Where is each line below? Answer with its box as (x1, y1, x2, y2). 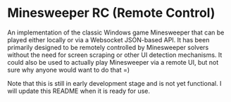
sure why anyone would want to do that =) (7, 65, 130, 74)
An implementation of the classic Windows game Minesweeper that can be (7, 28, 225, 37)
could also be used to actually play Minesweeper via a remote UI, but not (7, 58, 219, 66)
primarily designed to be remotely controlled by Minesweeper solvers (7, 43, 209, 51)
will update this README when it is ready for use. (7, 87, 150, 95)
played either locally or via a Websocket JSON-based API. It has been (7, 35, 210, 44)
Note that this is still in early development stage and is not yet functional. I (7, 79, 222, 87)
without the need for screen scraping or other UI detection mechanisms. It (7, 51, 223, 59)
